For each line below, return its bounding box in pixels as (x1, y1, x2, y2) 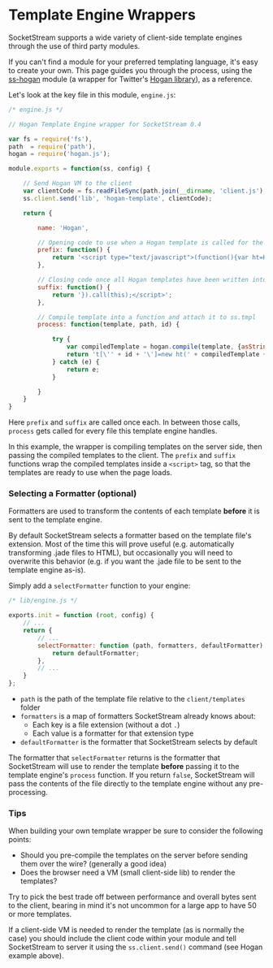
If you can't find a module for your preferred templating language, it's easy (8, 57, 258, 67)
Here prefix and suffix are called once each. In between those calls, (8, 417, 240, 427)
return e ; (66, 365, 100, 374)
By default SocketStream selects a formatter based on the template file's (8, 530, 252, 541)
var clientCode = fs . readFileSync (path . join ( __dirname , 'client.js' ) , (23, 187, 267, 196)
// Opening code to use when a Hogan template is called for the (37, 238, 264, 247)
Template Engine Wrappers (8, 6, 197, 24)
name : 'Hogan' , (37, 223, 89, 232)
